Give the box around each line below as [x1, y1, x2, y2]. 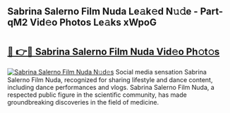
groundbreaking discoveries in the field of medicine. [7, 98, 159, 106]
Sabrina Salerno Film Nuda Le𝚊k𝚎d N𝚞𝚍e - [7, 6, 199, 18]
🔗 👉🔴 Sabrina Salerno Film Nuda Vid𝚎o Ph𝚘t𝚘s [7, 46, 220, 58]
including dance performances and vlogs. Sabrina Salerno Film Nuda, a [7, 84, 215, 91]
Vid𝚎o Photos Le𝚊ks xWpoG [30, 17, 157, 29]
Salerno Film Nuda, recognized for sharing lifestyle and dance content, [7, 76, 213, 84]
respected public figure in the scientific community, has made [7, 91, 187, 99]
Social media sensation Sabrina [115, 68, 207, 76]
